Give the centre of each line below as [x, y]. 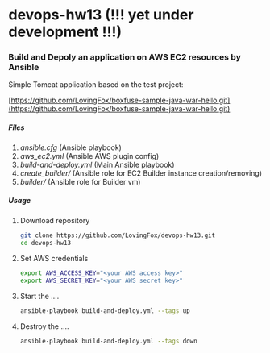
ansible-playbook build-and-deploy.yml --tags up [105, 311]
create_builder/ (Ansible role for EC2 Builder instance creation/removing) [141, 173]
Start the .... [39, 296]
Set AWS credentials [54, 259]
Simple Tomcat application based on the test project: [96, 85]
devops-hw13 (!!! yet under [101, 15]
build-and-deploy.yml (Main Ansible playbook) [97, 165]
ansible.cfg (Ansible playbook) [71, 147]
